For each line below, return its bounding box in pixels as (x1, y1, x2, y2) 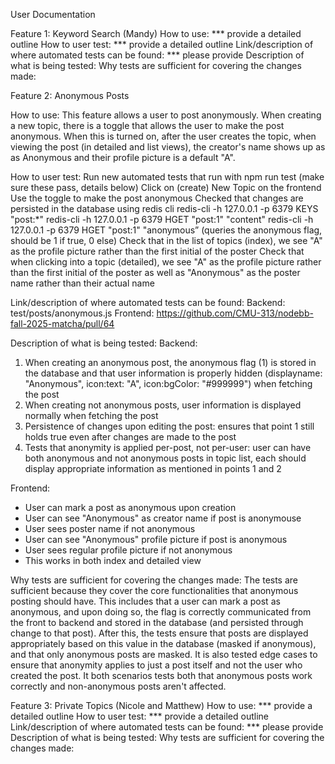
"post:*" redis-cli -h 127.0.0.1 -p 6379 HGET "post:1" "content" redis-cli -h (10, 214, 314, 225)
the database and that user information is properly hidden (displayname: (24, 367, 323, 379)
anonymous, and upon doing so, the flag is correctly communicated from (10, 606, 312, 618)
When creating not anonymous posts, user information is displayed (24, 399, 302, 411)
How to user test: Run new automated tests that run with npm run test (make (10, 171, 325, 183)
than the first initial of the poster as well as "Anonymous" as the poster (10, 267, 301, 278)
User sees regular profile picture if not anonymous (24, 544, 233, 556)
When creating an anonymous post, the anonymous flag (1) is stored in (24, 357, 317, 368)
